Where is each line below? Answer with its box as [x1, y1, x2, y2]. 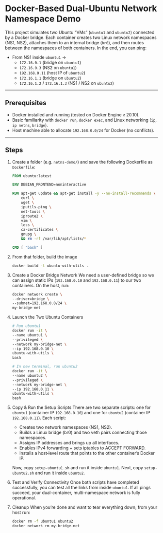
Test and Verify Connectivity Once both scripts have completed [12, 479, 139, 485]
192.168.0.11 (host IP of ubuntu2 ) [19, 70, 86, 75]
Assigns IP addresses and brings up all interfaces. [19, 440, 120, 446]
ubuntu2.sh [12, 471, 34, 476]
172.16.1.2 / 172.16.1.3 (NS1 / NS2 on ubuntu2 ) [19, 80, 114, 86]
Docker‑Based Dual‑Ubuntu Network [5, 3, 157, 14]
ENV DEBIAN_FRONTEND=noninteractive [12, 182, 86, 187]
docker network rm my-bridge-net [12, 524, 80, 529]
